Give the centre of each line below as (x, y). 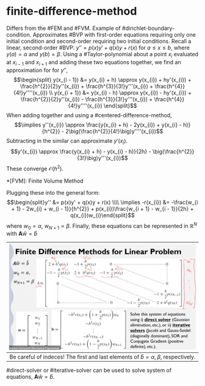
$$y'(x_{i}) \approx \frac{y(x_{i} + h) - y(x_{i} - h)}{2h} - (81, 151)
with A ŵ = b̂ (22, 234)
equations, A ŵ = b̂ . (31, 377)
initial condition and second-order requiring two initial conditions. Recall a (99, 41)
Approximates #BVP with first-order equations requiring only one (114, 34)
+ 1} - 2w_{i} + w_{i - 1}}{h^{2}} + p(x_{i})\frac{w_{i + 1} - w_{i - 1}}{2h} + (103, 208)
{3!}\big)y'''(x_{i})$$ (103, 158)
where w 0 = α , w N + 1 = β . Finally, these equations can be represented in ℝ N (102, 226)
